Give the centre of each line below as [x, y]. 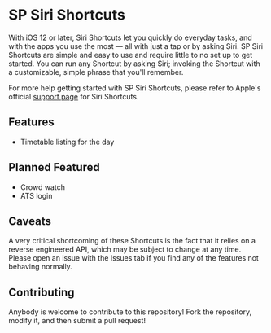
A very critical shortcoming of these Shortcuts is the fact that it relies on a [132, 241]
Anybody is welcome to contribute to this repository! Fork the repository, [130, 312]
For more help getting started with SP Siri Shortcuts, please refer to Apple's [135, 88]
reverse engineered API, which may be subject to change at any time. [125, 249]
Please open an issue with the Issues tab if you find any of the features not [133, 258]
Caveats [30, 221]
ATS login [36, 195]
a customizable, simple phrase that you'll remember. [96, 72]
